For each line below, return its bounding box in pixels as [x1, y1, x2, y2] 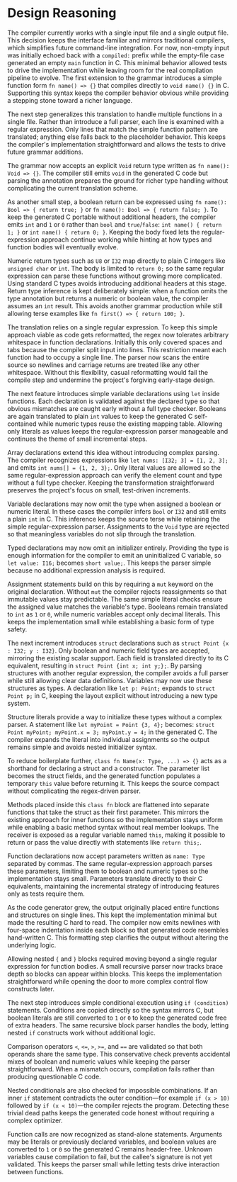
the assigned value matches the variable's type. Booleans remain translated [7, 602, 229, 611]
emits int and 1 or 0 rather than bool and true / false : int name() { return [7, 220, 222, 228]
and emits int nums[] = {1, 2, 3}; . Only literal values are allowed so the [7, 463, 221, 472]
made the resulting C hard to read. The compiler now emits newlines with [7, 918, 221, 926]
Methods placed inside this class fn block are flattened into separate [7, 800, 210, 809]
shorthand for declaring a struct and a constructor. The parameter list [7, 764, 210, 772]
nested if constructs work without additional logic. [7, 1028, 156, 1037]
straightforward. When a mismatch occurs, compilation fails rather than [7, 1064, 215, 1073]
